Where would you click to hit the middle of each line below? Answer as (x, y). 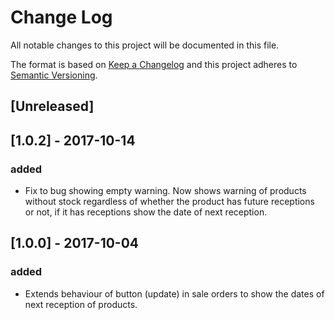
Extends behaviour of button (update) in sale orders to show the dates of (174, 293)
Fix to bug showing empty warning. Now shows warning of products (165, 191)
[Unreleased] (52, 106)
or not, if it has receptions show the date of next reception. (146, 212)
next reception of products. (81, 304)
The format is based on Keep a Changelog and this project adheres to (154, 64)
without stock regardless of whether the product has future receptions (169, 202)
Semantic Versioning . (54, 75)
